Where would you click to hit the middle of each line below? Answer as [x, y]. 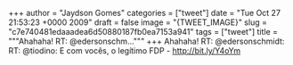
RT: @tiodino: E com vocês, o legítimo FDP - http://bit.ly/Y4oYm [125, 51]
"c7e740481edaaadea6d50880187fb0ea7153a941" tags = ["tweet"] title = [143, 32]
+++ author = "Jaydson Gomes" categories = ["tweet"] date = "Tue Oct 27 [145, 13]
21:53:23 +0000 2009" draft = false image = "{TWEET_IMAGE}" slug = [138, 22]
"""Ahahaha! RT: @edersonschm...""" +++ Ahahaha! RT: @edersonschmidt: [146, 41]
